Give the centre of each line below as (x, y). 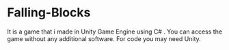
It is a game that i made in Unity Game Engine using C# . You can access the (115, 32)
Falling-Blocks (49, 13)
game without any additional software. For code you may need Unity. (104, 38)
